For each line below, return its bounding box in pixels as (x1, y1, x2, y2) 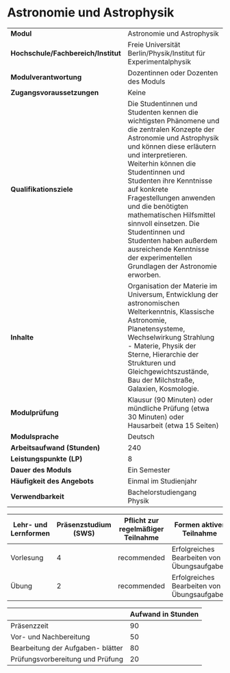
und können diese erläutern (127, 142, 216, 151)
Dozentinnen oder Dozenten (127, 68, 218, 77)
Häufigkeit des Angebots (10, 476, 94, 485)
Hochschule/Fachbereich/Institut (10, 48, 121, 58)
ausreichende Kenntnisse (127, 244, 209, 254)
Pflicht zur (124, 516, 159, 525)
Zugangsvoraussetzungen (10, 88, 99, 97)
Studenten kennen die (127, 107, 199, 117)
